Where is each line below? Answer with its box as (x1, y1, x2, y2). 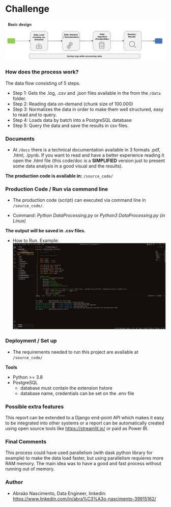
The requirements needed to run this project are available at (12, 349, 138, 355)
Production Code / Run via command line (5, 185, 108, 193)
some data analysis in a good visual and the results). (12, 163, 123, 169)
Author (5, 478, 23, 486)
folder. (12, 95, 26, 101)
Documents (5, 135, 35, 142)
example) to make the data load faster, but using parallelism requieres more (5, 455, 164, 461)
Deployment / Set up (5, 337, 57, 344)
